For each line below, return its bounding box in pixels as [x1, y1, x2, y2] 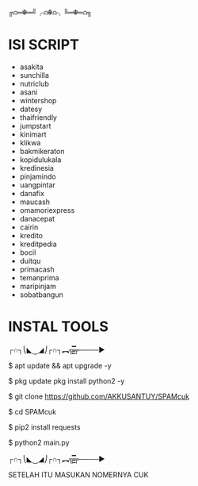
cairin [19, 222, 39, 232]
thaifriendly [19, 112, 58, 122]
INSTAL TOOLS [8, 318, 109, 336]
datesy [19, 104, 43, 114]
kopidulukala [19, 155, 62, 164]
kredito [19, 230, 44, 240]
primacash [19, 264, 55, 274]
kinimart [19, 129, 47, 139]
